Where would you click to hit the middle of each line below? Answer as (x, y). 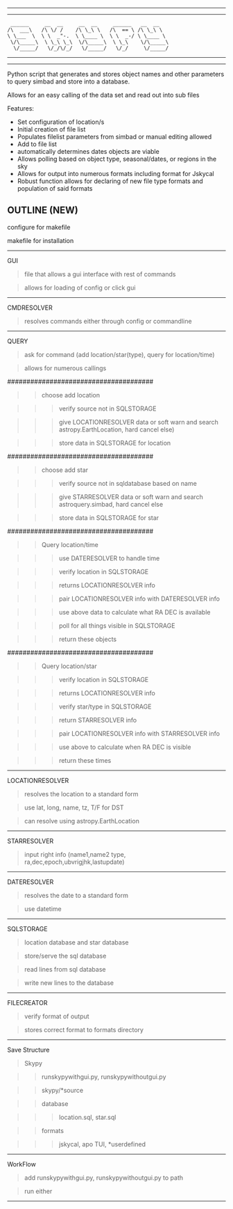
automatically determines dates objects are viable (88, 151)
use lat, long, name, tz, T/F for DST (74, 807)
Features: (21, 108)
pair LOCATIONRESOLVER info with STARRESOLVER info (139, 733)
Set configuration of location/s (61, 122)
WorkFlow (21, 1164)
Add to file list (37, 144)
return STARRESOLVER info (98, 720)
